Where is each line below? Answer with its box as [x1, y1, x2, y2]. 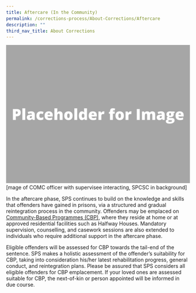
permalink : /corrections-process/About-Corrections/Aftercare [6, 15, 160, 22]
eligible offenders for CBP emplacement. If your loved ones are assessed [6, 269, 182, 276]
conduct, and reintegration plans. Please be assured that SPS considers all [6, 263, 185, 270]
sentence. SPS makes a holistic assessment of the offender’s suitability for [6, 250, 185, 257]
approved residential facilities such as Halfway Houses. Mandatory [6, 220, 167, 227]
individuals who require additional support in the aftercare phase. [6, 233, 163, 240]
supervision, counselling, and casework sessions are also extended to [6, 226, 175, 233]
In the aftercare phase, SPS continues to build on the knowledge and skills [6, 195, 185, 202]
